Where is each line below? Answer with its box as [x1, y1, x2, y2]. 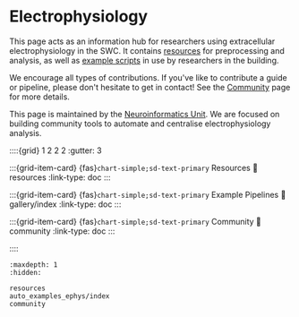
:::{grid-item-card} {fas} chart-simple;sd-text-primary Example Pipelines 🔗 [9, 189, 286, 200]
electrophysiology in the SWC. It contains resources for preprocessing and [9, 45, 285, 56]
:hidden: [9, 268, 42, 277]
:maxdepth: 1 [9, 260, 58, 270]
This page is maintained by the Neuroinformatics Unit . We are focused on [9, 108, 280, 119]
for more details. [9, 91, 70, 102]
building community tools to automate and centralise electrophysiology [9, 118, 271, 129]
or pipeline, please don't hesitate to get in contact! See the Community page [9, 81, 291, 92]
